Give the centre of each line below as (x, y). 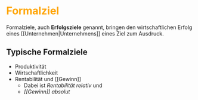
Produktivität (30, 66)
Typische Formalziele (47, 52)
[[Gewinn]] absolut (47, 91)
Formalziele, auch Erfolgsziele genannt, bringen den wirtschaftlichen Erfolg (99, 27)
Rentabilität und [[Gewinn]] (48, 79)
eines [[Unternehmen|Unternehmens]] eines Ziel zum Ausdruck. (85, 33)
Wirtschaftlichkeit (36, 73)
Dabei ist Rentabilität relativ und (63, 85)
